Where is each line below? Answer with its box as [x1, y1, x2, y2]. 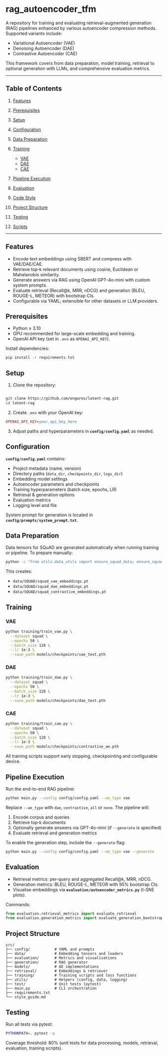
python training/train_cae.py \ [5, 721, 72, 726]
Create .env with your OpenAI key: [12, 409, 83, 415]
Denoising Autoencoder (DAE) [12, 45, 75, 51]
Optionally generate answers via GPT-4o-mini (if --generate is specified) [12, 824, 162, 830]
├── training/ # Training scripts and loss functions [5, 973, 137, 978]
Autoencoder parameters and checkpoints [12, 481, 100, 487]
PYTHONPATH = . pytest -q [5, 1031, 55, 1036]
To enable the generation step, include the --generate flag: [5, 839, 126, 845]
